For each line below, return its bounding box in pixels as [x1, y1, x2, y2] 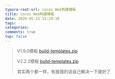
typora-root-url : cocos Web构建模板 [5, 7, 76, 12]
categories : [5, 25, 29, 30]
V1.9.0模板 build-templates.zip [16, 48, 78, 54]
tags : [5, 20, 16, 26]
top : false [5, 34, 27, 39]
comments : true [5, 30, 36, 34]
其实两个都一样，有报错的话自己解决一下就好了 [16, 68, 111, 74]
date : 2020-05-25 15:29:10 [5, 16, 60, 21]
